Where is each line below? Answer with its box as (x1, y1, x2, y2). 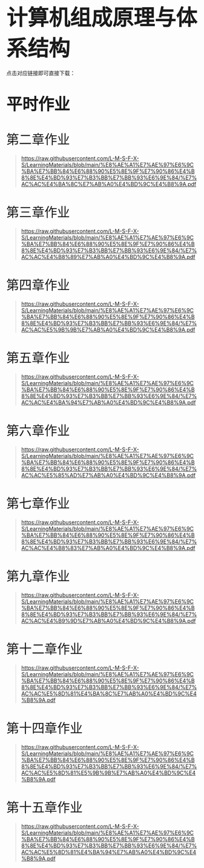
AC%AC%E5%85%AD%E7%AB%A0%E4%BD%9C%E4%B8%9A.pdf (21, 471, 196, 479)
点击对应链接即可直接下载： (6, 69, 76, 76)
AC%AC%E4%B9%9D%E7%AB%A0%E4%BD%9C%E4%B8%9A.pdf (21, 617, 196, 624)
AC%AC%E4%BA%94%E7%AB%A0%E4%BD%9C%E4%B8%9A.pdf (21, 399, 196, 406)
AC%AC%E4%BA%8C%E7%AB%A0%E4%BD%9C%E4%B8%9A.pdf (21, 181, 197, 188)
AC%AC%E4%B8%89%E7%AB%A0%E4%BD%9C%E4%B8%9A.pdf (21, 254, 196, 260)
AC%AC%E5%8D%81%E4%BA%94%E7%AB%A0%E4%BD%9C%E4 (21, 848, 197, 855)
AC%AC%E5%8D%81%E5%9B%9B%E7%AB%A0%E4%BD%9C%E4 (21, 769, 196, 776)
